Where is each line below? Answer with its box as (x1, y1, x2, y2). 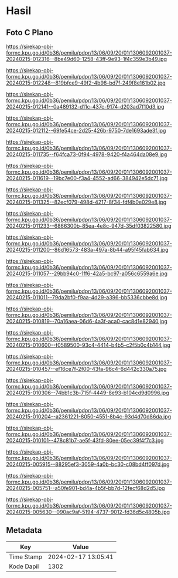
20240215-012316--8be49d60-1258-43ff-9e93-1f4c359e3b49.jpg (6, 56, 167, 62)
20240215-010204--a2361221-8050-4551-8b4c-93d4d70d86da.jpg (6, 413, 172, 420)
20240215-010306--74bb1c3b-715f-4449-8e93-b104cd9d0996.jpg (6, 389, 169, 396)
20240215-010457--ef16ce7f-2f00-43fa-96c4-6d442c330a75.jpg (6, 366, 167, 372)
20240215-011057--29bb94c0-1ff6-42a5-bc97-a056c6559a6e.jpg (6, 270, 168, 277)
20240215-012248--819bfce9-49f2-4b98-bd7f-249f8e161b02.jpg (6, 79, 166, 86)
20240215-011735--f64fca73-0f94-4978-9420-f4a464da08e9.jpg (6, 151, 167, 158)
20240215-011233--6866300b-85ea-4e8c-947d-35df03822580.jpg (6, 222, 172, 229)
